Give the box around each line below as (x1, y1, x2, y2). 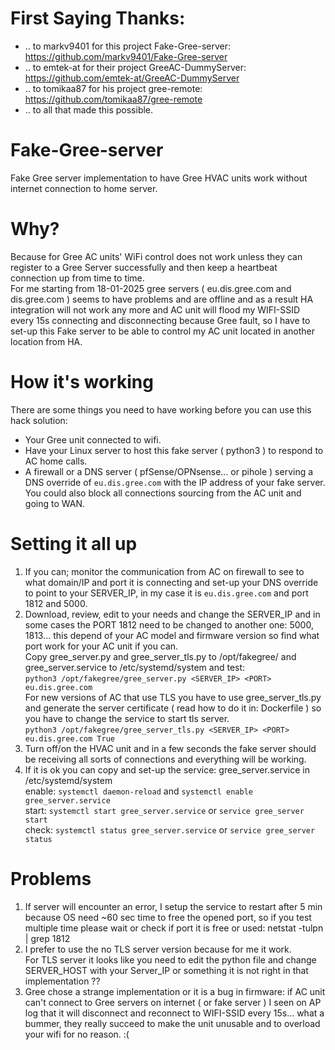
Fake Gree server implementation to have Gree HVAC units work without (10, 172, 308, 184)
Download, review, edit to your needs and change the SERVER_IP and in (24, 608, 321, 620)
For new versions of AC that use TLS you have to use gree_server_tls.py (24, 691, 322, 703)
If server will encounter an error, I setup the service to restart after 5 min (24, 900, 323, 912)
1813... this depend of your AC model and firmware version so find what (24, 629, 320, 641)
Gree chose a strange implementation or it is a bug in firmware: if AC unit (24, 985, 326, 997)
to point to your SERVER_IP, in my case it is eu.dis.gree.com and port (24, 587, 309, 599)
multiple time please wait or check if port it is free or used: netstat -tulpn (24, 922, 324, 934)
